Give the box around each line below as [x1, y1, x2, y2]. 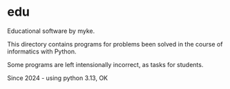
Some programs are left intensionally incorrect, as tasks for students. [7, 60, 204, 68]
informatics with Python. [7, 47, 77, 55]
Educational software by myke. [7, 27, 95, 35]
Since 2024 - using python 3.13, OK [7, 73, 108, 82]
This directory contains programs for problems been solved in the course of [7, 40, 223, 48]
